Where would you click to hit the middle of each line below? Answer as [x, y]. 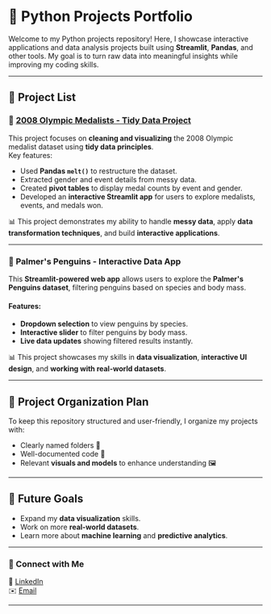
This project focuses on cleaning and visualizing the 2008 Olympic [121, 138]
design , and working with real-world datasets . [88, 369]
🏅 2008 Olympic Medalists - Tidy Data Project [100, 120]
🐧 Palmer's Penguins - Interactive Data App [95, 261]
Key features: [30, 155]
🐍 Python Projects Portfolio [101, 17]
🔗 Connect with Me [46, 564]
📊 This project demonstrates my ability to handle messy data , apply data [131, 221]
